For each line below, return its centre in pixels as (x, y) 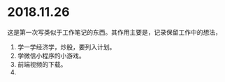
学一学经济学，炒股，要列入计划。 (66, 47)
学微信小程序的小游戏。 (51, 56)
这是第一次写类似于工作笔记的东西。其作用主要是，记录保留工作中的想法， (114, 32)
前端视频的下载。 (42, 64)
